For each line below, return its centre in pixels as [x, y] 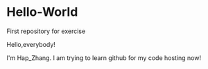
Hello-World [42, 12]
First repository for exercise [46, 31]
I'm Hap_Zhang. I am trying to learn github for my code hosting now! [104, 58]
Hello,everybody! [31, 44]
